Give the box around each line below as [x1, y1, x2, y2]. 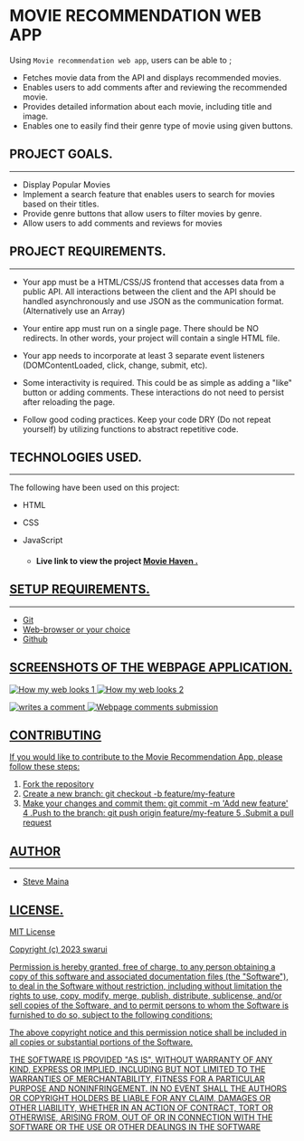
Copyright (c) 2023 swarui [9, 944, 108, 955]
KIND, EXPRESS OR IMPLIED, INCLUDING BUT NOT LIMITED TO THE [9, 1064, 266, 1075]
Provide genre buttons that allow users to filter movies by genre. [22, 207, 262, 218]
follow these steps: [9, 762, 80, 772]
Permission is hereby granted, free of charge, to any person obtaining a [9, 962, 276, 973]
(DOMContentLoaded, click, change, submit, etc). [22, 360, 208, 370]
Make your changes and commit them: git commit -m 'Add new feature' [22, 798, 289, 809]
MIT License [9, 926, 56, 937]
